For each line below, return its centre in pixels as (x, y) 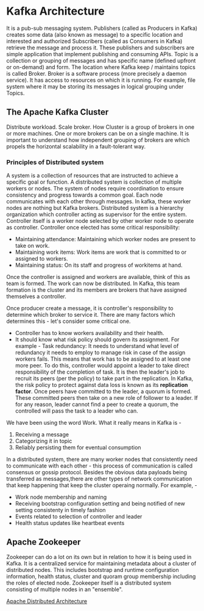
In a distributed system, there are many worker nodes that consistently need (102, 460)
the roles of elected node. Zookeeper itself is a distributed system (89, 583)
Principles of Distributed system (55, 162)
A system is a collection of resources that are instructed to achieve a (92, 176)
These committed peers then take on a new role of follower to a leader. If (106, 398)
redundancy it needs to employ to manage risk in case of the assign (100, 353)
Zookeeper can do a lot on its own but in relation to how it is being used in (99, 557)
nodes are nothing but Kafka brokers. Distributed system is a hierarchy (95, 208)
